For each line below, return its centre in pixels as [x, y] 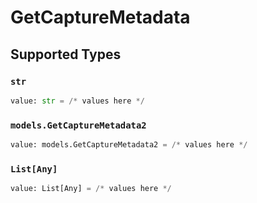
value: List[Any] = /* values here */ [91, 189]
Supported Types [66, 54]
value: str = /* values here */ [77, 101]
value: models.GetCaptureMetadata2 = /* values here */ [129, 145]
